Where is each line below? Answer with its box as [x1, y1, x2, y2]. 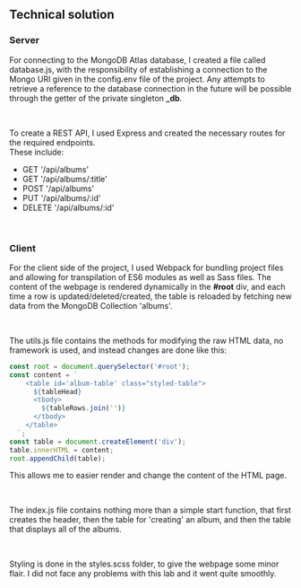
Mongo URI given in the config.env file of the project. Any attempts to [9, 74, 266, 84]
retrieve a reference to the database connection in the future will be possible [9, 83, 292, 93]
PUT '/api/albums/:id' [21, 192, 101, 203]
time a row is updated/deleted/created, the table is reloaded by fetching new [9, 291, 292, 302]
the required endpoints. [9, 136, 96, 147]
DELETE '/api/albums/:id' [21, 202, 115, 213]
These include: [9, 146, 64, 157]
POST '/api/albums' [21, 183, 95, 194]
